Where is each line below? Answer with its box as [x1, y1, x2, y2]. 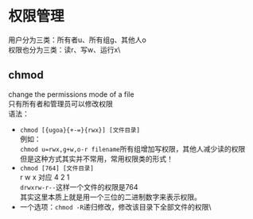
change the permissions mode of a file [8, 89, 134, 99]
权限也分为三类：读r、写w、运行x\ [8, 44, 121, 54]
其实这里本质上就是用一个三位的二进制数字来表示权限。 [19, 192, 201, 202]
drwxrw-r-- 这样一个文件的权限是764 [19, 182, 138, 191]
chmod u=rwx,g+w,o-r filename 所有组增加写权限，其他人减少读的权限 [19, 144, 246, 153]
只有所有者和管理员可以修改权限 [8, 98, 113, 108]
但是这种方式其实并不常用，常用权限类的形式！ [19, 154, 173, 163]
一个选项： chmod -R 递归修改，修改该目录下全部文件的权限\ [19, 202, 212, 211]
